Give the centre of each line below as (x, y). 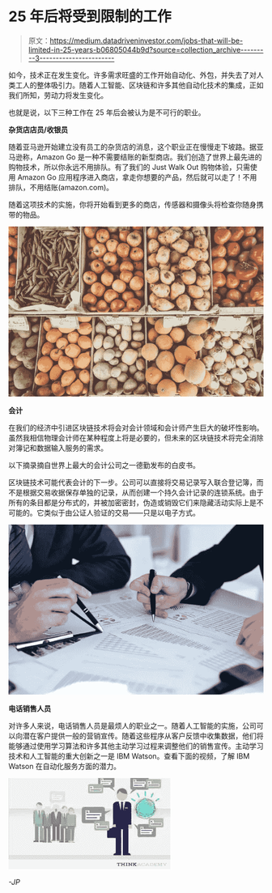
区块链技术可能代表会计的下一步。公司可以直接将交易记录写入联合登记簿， (132, 482)
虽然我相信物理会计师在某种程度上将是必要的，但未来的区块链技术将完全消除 (136, 437)
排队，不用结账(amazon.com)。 (61, 187)
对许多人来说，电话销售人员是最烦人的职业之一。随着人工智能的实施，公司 (132, 726)
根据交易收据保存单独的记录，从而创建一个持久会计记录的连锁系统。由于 (143, 492)
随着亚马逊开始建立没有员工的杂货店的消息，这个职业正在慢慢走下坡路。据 (132, 147)
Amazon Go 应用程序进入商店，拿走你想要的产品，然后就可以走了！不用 (137, 177)
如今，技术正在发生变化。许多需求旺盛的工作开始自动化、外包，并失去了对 (132, 74)
